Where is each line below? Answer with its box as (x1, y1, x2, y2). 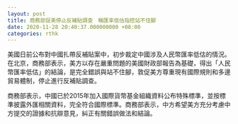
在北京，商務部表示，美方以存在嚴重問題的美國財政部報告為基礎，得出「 (7, 59, 218, 68)
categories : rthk (7, 30, 59, 37)
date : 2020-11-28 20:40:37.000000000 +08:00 (7, 23, 141, 30)
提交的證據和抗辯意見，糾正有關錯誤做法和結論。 (13, 109, 157, 118)
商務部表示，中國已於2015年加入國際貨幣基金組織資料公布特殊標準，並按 (7, 92, 220, 100)
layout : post (7, 10, 46, 18)
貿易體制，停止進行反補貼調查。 (7, 77, 101, 85)
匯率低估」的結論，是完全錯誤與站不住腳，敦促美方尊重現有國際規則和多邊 (13, 68, 231, 76)
